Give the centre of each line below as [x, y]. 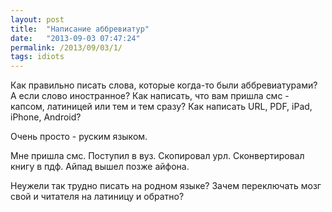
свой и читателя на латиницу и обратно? [97, 197]
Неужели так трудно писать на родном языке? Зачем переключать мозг [166, 186]
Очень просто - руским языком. [79, 137]
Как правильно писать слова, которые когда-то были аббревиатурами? [164, 85]
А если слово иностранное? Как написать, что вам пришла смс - [150, 96]
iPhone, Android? [46, 117]
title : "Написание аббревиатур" [80, 29]
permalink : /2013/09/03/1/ [66, 47]
